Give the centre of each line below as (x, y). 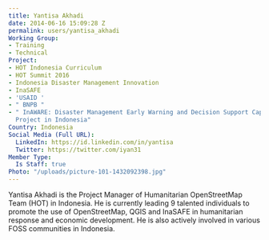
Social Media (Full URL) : (51, 134)
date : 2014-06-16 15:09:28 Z (57, 23)
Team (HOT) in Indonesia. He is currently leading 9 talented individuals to (129, 203)
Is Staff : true (41, 165)
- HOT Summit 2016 (39, 75)
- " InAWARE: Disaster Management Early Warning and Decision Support (128, 113)
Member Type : (30, 157)
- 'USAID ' (26, 98)
